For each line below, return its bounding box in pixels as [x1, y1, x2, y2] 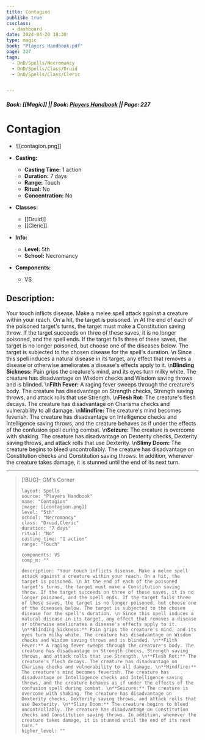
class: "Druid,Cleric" [21, 519, 79, 526]
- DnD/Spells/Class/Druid [12, 65, 78, 72]
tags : [6, 54, 20, 60]
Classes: [15, 204, 38, 211]
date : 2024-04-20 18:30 [6, 32, 67, 38]
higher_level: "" [21, 728, 66, 734]
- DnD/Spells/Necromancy [12, 60, 75, 66]
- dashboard [12, 26, 43, 32]
